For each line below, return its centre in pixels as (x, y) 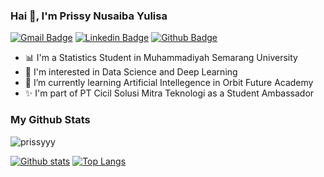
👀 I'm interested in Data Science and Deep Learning (131, 72)
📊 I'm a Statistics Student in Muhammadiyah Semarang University (161, 58)
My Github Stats (50, 120)
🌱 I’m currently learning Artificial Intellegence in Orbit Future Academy (169, 83)
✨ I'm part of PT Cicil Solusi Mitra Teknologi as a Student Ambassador (169, 93)
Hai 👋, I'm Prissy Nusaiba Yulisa (89, 16)
